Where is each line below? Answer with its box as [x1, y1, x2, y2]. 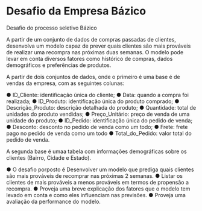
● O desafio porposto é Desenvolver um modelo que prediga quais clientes [6, 166, 194, 173]
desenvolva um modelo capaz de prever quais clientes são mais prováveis [6, 42, 191, 49]
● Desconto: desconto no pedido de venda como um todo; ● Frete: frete [6, 123, 188, 130]
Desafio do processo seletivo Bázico [6, 24, 98, 31]
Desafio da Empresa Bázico [6, 4, 147, 18]
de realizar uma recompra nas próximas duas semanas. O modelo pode [6, 48, 184, 55]
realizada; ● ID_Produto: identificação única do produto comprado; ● [6, 98, 180, 105]
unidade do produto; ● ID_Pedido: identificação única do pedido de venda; [6, 116, 193, 124]
